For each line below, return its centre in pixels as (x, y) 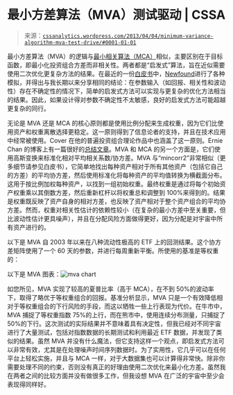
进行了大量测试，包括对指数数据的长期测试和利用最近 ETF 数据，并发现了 (112, 332)
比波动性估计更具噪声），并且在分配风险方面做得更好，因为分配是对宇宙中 (112, 218)
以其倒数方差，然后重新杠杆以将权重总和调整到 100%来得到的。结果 (128, 192)
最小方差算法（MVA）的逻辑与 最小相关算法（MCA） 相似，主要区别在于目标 (115, 56)
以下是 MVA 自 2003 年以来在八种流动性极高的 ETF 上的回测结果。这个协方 (114, 242)
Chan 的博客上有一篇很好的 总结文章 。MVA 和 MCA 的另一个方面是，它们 (111, 149)
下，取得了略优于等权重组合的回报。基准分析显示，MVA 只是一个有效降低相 (115, 297)
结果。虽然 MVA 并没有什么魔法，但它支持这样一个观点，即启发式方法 (119, 341)
